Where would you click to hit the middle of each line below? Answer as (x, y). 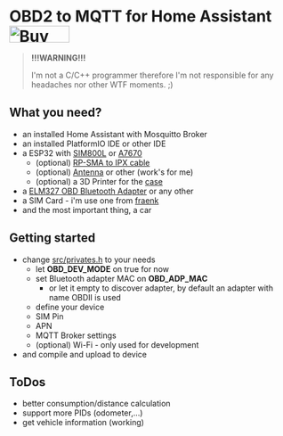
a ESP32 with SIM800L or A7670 (82, 152)
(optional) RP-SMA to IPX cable (93, 162)
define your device (70, 307)
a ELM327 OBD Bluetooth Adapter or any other (108, 191)
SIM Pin (49, 316)
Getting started (53, 238)
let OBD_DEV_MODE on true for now (102, 268)
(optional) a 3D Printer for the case (99, 181)
